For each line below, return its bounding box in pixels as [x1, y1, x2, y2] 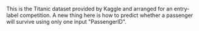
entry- [173, 5, 190, 12]
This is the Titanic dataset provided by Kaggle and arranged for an [6, 5, 173, 12]
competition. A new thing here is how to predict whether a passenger [19, 12, 194, 19]
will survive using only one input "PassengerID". [6, 18, 127, 25]
